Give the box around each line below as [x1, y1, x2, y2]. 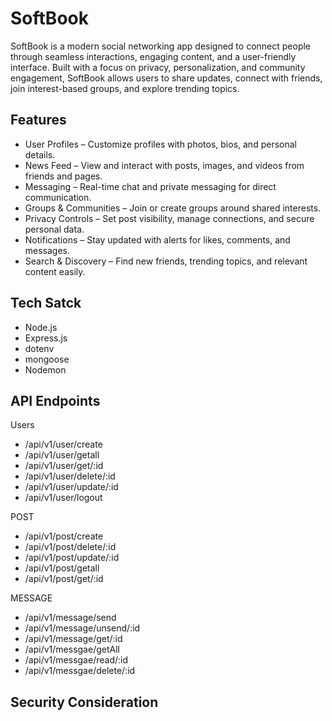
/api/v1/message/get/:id [24, 633, 123, 645]
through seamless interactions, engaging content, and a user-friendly [10, 50, 297, 62]
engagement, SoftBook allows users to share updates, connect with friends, [10, 72, 323, 84]
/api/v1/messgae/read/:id [24, 654, 128, 666]
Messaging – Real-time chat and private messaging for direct [24, 180, 277, 192]
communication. [24, 191, 92, 203]
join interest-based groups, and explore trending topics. [10, 82, 240, 94]
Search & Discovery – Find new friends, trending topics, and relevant [24, 255, 308, 267]
